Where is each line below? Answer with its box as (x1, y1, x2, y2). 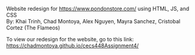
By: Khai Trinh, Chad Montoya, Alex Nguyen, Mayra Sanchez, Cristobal (6, 18, 181, 25)
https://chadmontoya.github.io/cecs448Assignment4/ (6, 42, 139, 49)
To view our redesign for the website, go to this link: (6, 36, 134, 42)
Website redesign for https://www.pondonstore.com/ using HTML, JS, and (6, 5, 190, 12)
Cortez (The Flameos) (6, 24, 60, 31)
